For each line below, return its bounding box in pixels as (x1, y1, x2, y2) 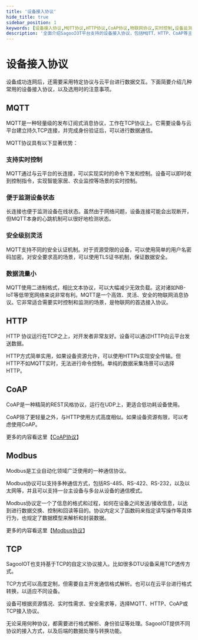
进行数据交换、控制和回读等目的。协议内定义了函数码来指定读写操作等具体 (11, 507, 192, 514)
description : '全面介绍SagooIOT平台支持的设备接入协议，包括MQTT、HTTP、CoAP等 (6, 31, 189, 37)
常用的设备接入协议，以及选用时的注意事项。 (6, 86, 115, 93)
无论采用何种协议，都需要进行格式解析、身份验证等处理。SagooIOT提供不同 (6, 620, 190, 627)
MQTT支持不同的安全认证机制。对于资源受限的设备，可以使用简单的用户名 (6, 246, 187, 253)
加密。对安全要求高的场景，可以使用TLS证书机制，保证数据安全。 (11, 253, 171, 260)
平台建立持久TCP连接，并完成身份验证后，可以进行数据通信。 (6, 127, 156, 134)
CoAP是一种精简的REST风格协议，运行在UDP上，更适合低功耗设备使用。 (6, 401, 183, 408)
